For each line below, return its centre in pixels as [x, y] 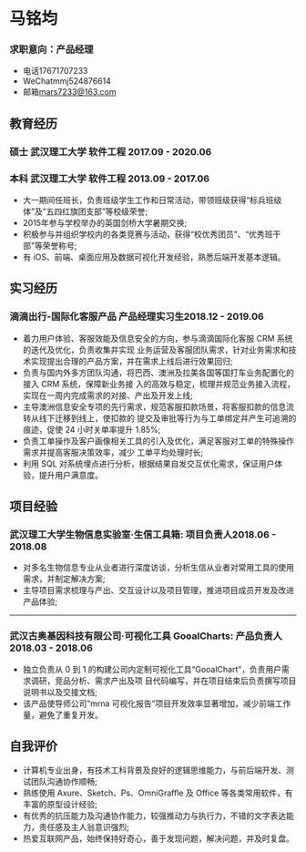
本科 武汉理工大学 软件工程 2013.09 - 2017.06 [110, 179]
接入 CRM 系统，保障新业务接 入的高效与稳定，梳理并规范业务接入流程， [159, 384]
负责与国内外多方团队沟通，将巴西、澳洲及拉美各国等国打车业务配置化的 [158, 372]
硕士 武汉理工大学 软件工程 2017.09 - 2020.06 [111, 151]
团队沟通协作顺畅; [64, 781]
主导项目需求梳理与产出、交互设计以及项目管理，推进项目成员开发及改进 [158, 590]
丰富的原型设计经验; [60, 804]
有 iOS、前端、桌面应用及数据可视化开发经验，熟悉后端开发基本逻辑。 [154, 257]
